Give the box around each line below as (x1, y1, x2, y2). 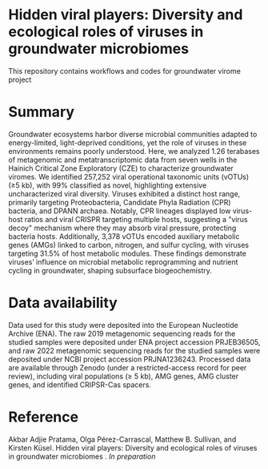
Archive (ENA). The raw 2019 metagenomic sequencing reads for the (8, 329, 236, 338)
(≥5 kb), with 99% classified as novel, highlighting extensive (8, 180, 207, 190)
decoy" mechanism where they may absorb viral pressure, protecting (8, 223, 237, 232)
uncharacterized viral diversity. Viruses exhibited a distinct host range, (8, 188, 241, 198)
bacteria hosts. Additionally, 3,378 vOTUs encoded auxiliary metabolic (8, 231, 240, 241)
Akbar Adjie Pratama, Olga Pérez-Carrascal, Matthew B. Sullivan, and (8, 435, 237, 444)
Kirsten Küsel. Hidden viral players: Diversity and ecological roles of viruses (8, 443, 258, 452)
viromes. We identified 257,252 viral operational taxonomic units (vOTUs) (8, 172, 250, 181)
